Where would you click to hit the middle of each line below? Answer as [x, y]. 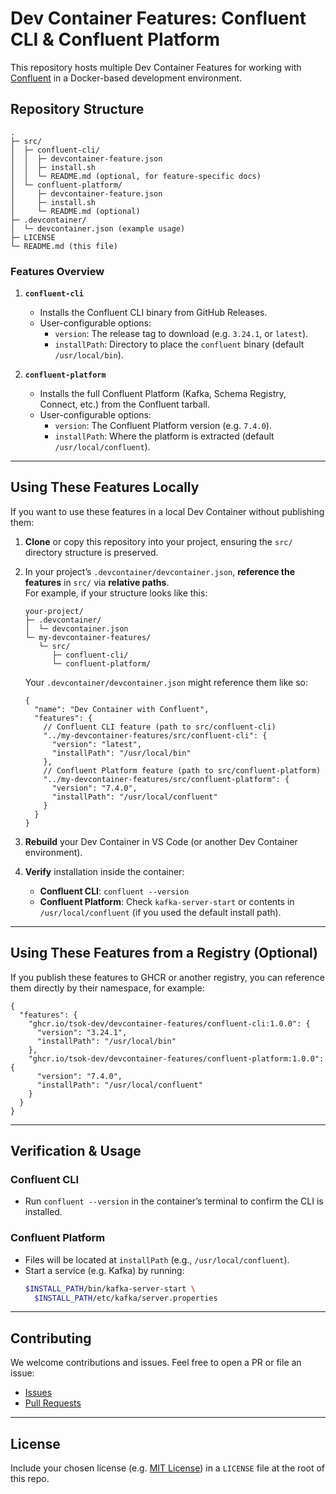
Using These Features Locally [105, 487]
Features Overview [57, 271]
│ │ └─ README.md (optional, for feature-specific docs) [136, 176]
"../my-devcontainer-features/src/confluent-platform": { [166, 779]
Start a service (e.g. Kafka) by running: [104, 1270]
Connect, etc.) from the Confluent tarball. [125, 404]
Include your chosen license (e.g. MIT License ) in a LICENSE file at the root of [168, 1468]
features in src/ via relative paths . [97, 582]
